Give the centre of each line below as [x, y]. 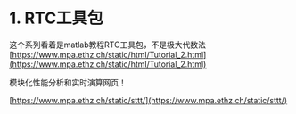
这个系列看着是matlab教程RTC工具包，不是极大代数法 [108, 45]
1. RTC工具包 [57, 18]
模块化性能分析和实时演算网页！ [68, 82]
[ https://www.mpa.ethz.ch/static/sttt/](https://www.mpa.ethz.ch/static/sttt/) [148, 100]
